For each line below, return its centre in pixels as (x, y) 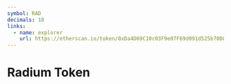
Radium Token (49, 73)
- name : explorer (38, 32)
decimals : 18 (26, 20)
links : (16, 26)
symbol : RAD (24, 13)
